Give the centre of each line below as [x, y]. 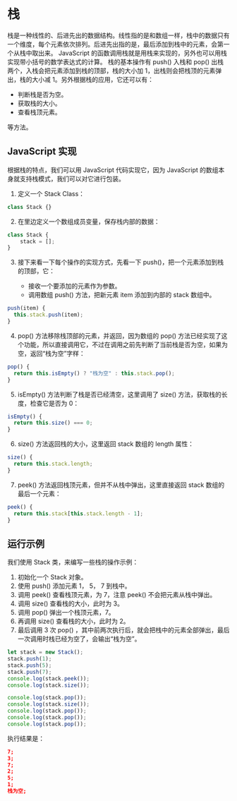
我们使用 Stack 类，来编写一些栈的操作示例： [73, 562]
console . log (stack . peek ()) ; [49, 678]
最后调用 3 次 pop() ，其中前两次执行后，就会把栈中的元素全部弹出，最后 [123, 630]
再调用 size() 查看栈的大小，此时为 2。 [73, 621]
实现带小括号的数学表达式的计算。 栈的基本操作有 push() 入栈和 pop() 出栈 [116, 61]
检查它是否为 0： [55, 403]
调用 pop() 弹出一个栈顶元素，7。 [66, 613]
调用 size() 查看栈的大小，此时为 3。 [70, 603]
